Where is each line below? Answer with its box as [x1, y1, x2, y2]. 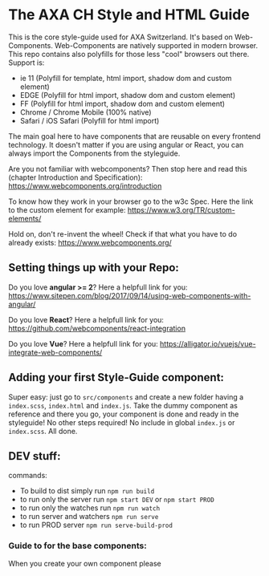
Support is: [8, 58, 45, 67]
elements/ [8, 213, 42, 223]
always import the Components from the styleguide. [8, 148, 181, 158]
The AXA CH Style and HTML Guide [8, 6, 251, 24]
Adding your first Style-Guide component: [8, 371, 225, 384]
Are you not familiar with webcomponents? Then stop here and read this [8, 164, 247, 173]
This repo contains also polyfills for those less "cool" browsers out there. [8, 49, 250, 59]
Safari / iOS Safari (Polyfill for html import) [19, 116, 160, 125]
